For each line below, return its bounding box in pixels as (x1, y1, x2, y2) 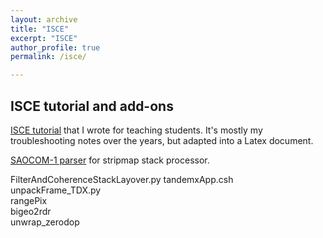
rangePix (10, 194, 48, 206)
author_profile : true (10, 42, 101, 53)
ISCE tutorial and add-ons (10, 97, 174, 115)
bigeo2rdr (10, 205, 52, 217)
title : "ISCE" (10, 24, 70, 34)
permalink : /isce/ (10, 52, 87, 62)
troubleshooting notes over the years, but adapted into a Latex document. (10, 134, 314, 146)
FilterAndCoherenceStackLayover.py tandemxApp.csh (10, 173, 234, 185)
